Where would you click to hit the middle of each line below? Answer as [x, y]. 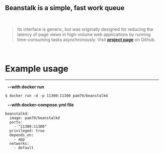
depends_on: [22, 135]
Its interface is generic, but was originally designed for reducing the [85, 29]
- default [24, 148]
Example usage [37, 69]
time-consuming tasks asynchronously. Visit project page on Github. [86, 39]
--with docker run [26, 87]
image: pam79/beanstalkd [35, 118]
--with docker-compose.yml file [41, 105]
